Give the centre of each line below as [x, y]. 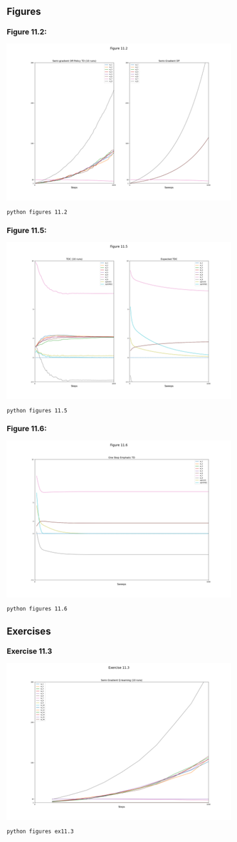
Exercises [29, 631]
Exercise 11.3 [30, 651]
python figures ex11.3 [40, 832]
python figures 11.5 [37, 410]
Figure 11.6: [27, 429]
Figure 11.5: [27, 230]
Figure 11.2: [27, 32]
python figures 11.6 [37, 609]
